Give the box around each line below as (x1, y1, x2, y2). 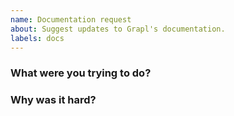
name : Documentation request (10, 14, 132, 25)
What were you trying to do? (10, 66, 152, 80)
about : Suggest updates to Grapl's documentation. (10, 24, 226, 34)
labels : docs (10, 33, 65, 43)
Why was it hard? (10, 93, 97, 107)
